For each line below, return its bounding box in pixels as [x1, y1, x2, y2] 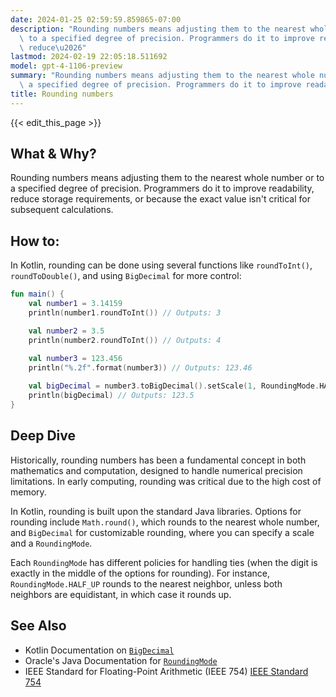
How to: [10, 232, 60, 250]
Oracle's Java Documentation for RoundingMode [24, 654, 218, 666]
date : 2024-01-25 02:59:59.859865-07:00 [10, 14, 182, 25]
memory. [10, 486, 47, 498]
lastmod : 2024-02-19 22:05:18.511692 [10, 52, 168, 62]
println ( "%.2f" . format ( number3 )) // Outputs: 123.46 [28, 362, 253, 373]
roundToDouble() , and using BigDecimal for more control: [10, 270, 242, 282]
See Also [10, 617, 67, 635]
